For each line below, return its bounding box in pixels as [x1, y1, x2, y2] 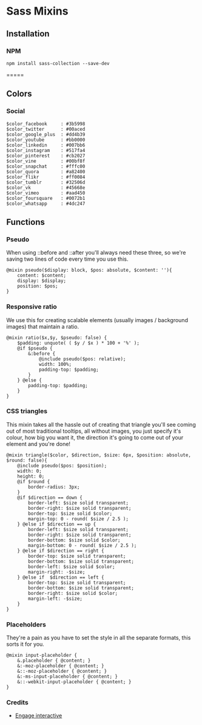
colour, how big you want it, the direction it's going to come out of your [6, 433, 184, 441]
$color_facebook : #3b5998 [6, 120, 86, 127]
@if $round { [17, 478, 50, 484]
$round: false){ [6, 457, 47, 463]
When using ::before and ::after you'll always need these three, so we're [6, 249, 186, 256]
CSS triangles [6, 407, 47, 416]
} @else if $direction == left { [17, 574, 104, 580]
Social [6, 107, 25, 115]
